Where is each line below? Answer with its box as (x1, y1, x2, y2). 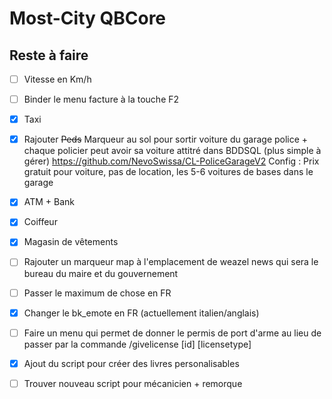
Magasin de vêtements (23, 236, 119, 248)
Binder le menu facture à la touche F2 (23, 93, 180, 106)
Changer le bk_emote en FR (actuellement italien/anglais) (23, 307, 260, 319)
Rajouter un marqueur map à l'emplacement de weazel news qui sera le (23, 256, 319, 268)
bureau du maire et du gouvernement (23, 267, 179, 279)
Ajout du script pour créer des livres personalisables (23, 357, 240, 369)
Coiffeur (23, 216, 58, 228)
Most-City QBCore (9, 7, 167, 30)
